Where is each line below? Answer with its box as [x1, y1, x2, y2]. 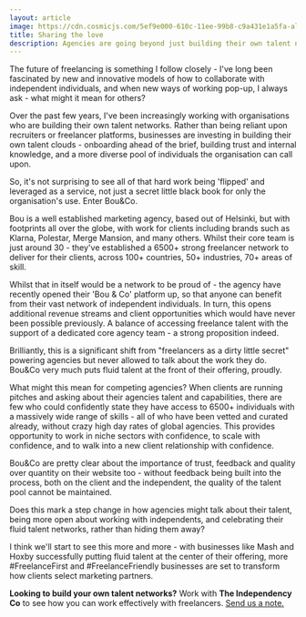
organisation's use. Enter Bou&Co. [9, 196, 138, 207]
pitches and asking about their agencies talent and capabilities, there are [9, 392, 282, 403]
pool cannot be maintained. [9, 487, 112, 498]
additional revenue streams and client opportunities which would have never [9, 308, 296, 319]
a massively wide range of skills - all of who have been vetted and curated [9, 411, 289, 422]
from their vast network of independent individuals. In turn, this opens [9, 298, 271, 309]
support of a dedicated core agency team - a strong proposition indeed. [9, 328, 280, 339]
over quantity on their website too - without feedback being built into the [9, 468, 282, 479]
